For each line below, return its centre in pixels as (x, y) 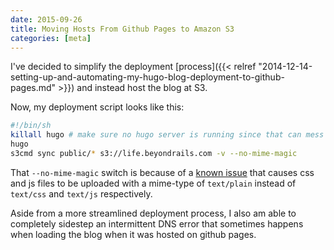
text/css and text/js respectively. (81, 193)
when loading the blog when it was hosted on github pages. (133, 234)
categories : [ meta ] (51, 38)
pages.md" (33, 88)
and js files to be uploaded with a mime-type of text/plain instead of (153, 183)
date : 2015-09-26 (46, 19)
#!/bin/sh (31, 126)
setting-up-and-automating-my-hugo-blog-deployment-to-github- (147, 77)
